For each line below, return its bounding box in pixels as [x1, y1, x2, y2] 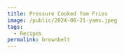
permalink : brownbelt [7, 36, 71, 43]
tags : [7, 23, 23, 30]
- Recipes [13, 29, 42, 37]
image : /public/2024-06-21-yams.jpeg [7, 17, 118, 24]
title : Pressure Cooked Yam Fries [7, 10, 109, 18]
